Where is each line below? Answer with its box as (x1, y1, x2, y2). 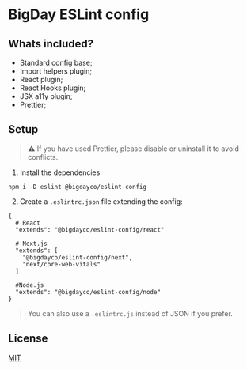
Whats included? (8, 37, 93, 51)
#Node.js (15, 281, 44, 289)
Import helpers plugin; (19, 66, 93, 76)
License (8, 332, 48, 345)
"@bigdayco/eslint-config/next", (22, 253, 133, 262)
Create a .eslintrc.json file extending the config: (19, 196, 184, 206)
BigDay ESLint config (8, 6, 150, 24)
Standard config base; (19, 58, 93, 67)
